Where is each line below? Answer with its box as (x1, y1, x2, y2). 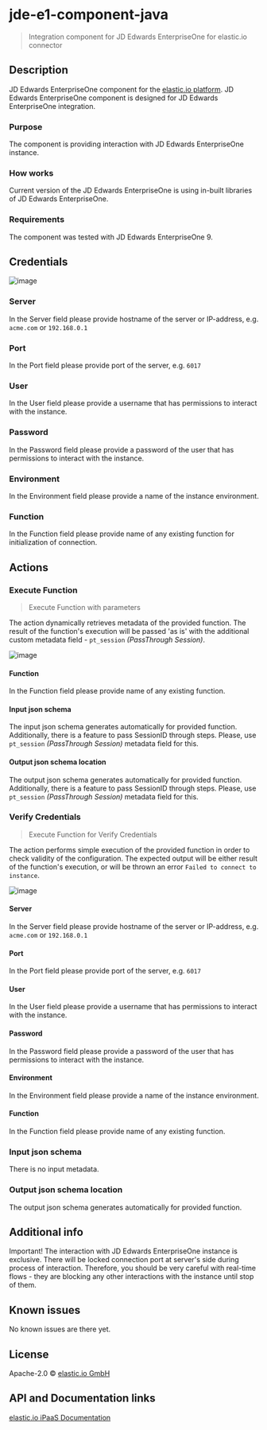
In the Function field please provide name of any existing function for (9, 529, 235, 538)
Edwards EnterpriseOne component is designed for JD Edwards (9, 93, 219, 103)
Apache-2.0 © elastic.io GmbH (9, 1369, 110, 1378)
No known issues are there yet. (9, 1324, 111, 1334)
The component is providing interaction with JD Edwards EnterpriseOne (9, 139, 245, 149)
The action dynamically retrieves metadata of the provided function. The (9, 618, 246, 628)
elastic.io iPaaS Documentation (9, 1413, 111, 1422)
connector (28, 40, 63, 49)
